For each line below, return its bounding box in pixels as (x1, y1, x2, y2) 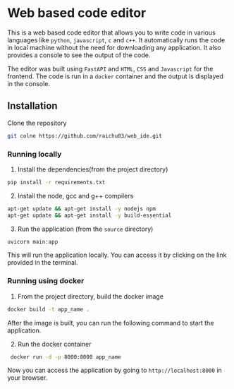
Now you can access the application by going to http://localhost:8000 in (7, 366, 222, 375)
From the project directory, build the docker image (17, 292, 164, 301)
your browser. (7, 373, 48, 382)
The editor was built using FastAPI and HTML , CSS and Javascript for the (7, 64, 214, 73)
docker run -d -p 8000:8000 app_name (10, 353, 121, 361)
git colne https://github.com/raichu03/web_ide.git (7, 132, 162, 139)
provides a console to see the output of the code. (7, 51, 151, 59)
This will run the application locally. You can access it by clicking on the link (7, 251, 227, 259)
